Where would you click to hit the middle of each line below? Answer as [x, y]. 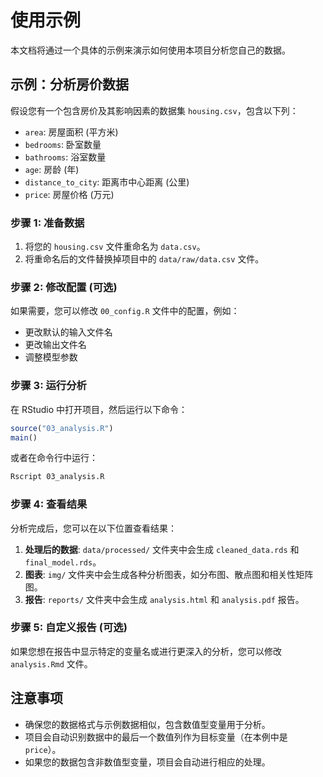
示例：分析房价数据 [69, 84]
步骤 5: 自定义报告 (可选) [69, 628]
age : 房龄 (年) [52, 169]
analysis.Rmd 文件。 [51, 663]
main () [24, 437]
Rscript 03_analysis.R [57, 477]
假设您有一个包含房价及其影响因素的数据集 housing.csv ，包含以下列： [154, 110]
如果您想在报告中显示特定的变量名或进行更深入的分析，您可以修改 [146, 651]
